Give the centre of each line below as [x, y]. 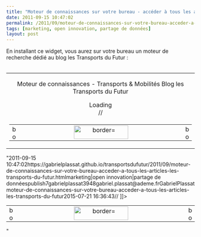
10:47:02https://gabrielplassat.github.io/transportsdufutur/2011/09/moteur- [98, 164]
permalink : [20, 23]
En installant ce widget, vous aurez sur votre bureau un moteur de [87, 51]
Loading [100, 105]
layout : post [22, 34]
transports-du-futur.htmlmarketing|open [56, 177]
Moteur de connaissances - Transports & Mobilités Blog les [100, 84]
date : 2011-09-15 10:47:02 [40, 17]
